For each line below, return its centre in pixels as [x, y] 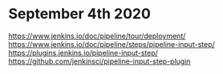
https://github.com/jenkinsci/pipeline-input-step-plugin [99, 61]
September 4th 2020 [79, 14]
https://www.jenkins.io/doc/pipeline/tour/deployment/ [97, 36]
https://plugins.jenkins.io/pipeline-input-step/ [83, 53]
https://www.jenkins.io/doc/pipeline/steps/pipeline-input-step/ [111, 44]
